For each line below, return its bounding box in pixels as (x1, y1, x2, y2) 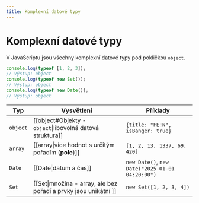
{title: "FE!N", (126, 121, 172, 128)
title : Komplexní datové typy (6, 8, 81, 15)
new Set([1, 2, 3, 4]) (126, 183, 190, 191)
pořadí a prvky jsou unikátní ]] (33, 186, 117, 195)
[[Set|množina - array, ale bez (33, 179, 118, 188)
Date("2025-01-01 (126, 165, 175, 172)
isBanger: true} (126, 127, 172, 134)
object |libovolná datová (33, 123, 99, 132)
